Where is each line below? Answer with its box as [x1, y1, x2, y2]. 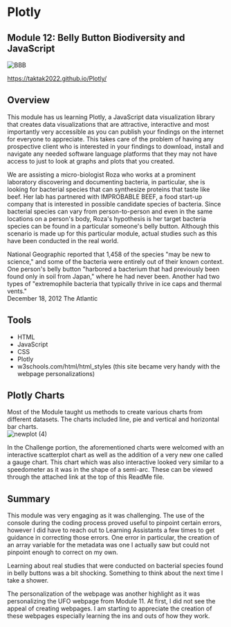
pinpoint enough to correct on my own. [7, 548, 119, 556]
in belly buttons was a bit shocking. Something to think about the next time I [7, 569, 223, 577]
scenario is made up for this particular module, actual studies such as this [7, 229, 218, 238]
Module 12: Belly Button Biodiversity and [7, 32, 185, 44]
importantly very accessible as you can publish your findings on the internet [7, 127, 224, 136]
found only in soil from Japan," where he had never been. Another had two [7, 272, 220, 281]
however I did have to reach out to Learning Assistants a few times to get [7, 526, 215, 534]
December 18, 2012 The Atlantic [7, 294, 98, 302]
